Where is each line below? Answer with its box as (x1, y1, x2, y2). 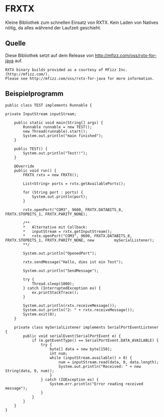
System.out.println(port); (31, 194, 88, 199)
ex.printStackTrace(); (31, 290, 79, 295)
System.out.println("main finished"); (23, 133, 103, 138)
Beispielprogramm (5, 90, 64, 98)
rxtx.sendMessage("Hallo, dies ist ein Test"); (23, 259, 123, 264)
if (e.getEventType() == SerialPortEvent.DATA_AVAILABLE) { (31, 338, 159, 343)
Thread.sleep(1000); (31, 281, 75, 286)
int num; (49, 351, 68, 356)
